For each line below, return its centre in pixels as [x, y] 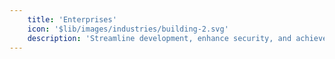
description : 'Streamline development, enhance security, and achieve [177, 38]
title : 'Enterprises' [72, 19]
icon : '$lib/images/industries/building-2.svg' [128, 29]
